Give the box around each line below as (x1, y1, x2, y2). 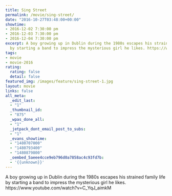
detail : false (10, 74, 40, 79)
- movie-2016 (5, 60, 33, 65)
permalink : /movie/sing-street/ (5, 12, 74, 17)
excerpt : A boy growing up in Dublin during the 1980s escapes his (5, 41, 153, 46)
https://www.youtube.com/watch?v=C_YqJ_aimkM (5, 185, 112, 191)
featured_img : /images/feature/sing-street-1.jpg (5, 79, 114, 84)
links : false (5, 88, 33, 94)
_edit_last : (10, 98, 36, 103)
